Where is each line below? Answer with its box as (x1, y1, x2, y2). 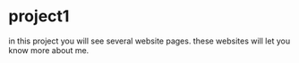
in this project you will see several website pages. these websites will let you (8, 35, 291, 46)
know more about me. (8, 44, 90, 55)
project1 (8, 6, 70, 27)
